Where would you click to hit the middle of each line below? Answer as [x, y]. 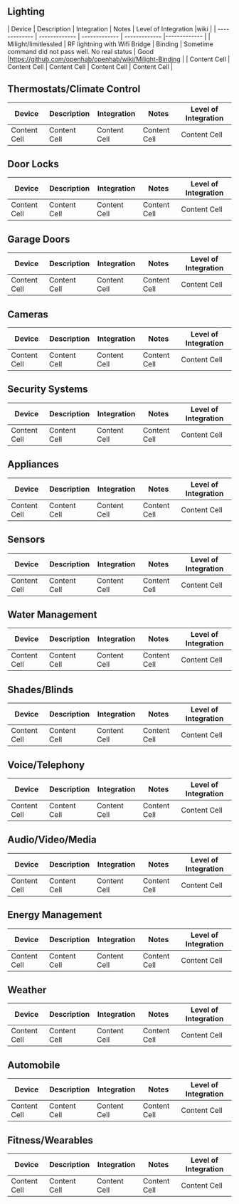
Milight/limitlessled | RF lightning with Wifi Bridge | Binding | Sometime [110, 44]
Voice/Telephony [46, 765]
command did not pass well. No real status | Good [81, 51]
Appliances [33, 464]
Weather [27, 989]
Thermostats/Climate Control [74, 89]
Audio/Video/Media [52, 840]
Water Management [52, 614]
